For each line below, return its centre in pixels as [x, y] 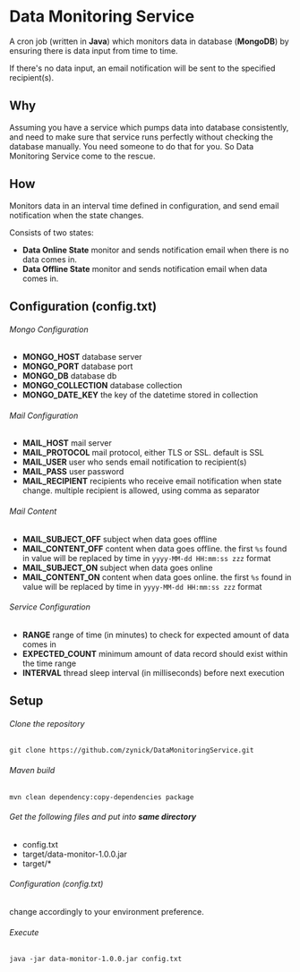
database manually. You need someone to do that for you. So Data [132, 146]
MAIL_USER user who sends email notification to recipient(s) [134, 462]
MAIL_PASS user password [73, 472]
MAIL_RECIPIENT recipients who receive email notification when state [152, 482]
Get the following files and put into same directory [103, 817]
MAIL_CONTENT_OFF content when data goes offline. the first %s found [154, 549]
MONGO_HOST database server [82, 357]
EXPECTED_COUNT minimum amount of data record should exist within [155, 653]
